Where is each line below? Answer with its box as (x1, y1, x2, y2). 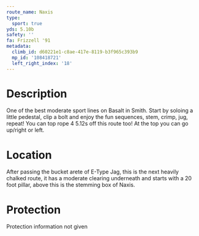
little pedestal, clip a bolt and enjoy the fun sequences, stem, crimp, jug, (6, 113, 188, 121)
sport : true (12, 20, 43, 26)
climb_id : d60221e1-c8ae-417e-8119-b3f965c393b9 (12, 49, 138, 55)
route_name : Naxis (6, 9, 53, 15)
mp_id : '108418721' (12, 55, 62, 61)
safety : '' (6, 32, 34, 38)
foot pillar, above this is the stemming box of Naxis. (6, 181, 135, 189)
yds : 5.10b (6, 26, 34, 32)
